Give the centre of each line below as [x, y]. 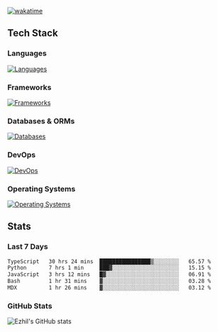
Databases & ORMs [41, 121]
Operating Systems [42, 189]
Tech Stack [33, 33]
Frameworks [29, 87]
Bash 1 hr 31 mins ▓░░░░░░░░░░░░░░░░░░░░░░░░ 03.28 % [109, 281]
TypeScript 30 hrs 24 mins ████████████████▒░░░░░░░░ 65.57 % [109, 261]
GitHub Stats [30, 306]
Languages [27, 53]
